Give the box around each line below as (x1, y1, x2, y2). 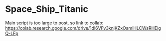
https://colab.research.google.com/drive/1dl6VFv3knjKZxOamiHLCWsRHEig (5, 25, 161, 31)
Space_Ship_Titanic (5, 3, 89, 15)
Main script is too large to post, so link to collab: (5, 20, 104, 26)
